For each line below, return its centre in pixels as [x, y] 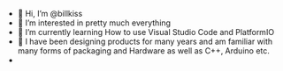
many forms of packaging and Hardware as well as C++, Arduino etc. [143, 51]
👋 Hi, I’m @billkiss [50, 14]
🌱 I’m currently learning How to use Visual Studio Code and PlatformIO [146, 32]
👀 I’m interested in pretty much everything [94, 23]
